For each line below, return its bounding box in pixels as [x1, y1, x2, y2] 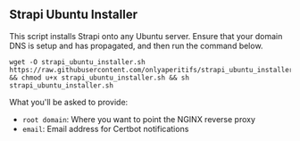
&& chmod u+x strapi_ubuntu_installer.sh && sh [9, 73, 190, 82]
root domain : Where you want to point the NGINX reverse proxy [21, 113, 256, 124]
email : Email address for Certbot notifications [21, 123, 189, 134]
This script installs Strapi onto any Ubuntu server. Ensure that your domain [9, 30, 283, 41]
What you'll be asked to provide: [9, 96, 129, 107]
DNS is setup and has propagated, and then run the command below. [9, 40, 263, 51]
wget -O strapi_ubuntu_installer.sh [9, 57, 146, 66]
